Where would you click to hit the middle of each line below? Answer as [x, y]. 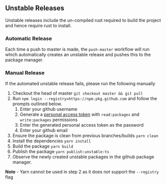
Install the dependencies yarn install [52, 141]
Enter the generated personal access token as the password [82, 125]
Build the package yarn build [43, 146]
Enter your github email [44, 130]
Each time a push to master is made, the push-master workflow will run [77, 49]
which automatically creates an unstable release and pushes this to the [78, 55]
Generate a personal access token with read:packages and [80, 115]
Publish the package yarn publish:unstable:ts [61, 152]
